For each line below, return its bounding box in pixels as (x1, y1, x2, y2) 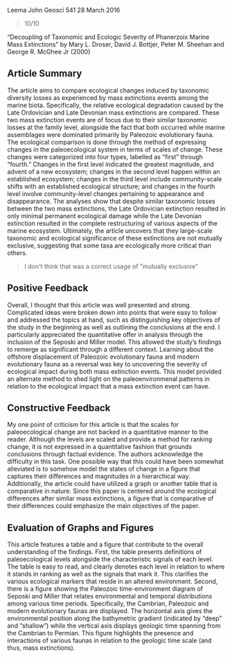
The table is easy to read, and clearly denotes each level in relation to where (7, 562, 225, 571)
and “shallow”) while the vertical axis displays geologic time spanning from (7, 621, 221, 630)
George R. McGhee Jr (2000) (7, 48, 91, 56)
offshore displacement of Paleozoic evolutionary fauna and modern (7, 352, 199, 361)
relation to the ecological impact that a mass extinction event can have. (7, 382, 210, 390)
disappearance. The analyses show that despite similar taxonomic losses (7, 197, 216, 205)
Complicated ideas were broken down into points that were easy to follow (7, 308, 217, 316)
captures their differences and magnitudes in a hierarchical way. (7, 472, 190, 480)
